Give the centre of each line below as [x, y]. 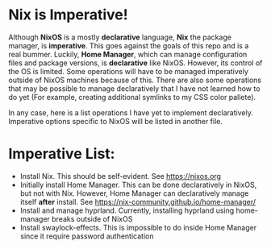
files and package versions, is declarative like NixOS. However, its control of [135, 63]
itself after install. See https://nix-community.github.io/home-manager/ [138, 201]
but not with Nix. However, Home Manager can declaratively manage [134, 193]
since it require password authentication [87, 236]
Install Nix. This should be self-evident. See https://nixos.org [121, 176]
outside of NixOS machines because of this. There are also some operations [135, 80]
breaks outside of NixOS [92, 218]
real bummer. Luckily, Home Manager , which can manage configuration [128, 54]
